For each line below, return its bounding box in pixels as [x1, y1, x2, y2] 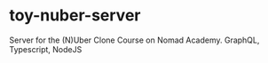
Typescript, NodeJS [9, 43, 83, 54]
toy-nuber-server [9, 5, 141, 26]
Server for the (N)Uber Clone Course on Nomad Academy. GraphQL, [9, 35, 260, 45]
